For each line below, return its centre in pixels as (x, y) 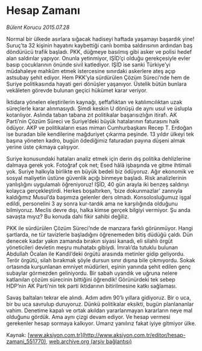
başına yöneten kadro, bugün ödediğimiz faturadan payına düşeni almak (96, 140)
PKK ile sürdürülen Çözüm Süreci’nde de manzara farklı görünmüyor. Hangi (99, 228)
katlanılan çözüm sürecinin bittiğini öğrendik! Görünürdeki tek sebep (91, 279)
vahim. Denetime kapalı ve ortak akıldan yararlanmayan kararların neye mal (99, 310)
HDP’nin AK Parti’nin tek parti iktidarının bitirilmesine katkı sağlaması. (92, 286)
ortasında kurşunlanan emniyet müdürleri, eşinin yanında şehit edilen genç (99, 266)
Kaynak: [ (18, 335)
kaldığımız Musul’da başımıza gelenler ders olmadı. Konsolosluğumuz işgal (99, 197)
